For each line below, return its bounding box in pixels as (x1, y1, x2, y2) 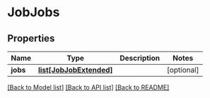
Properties (7, 32, 55, 44)
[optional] (166, 65, 199, 75)
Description (119, 54, 161, 63)
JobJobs (7, 4, 60, 20)
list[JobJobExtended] (37, 65, 113, 75)
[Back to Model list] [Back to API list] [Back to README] (7, 83, 170, 92)
